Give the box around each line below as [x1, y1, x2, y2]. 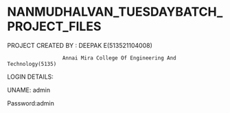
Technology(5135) [7, 60, 57, 67]
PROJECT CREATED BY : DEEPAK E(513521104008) [7, 41, 153, 49]
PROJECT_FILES [7, 18, 102, 34]
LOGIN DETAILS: [7, 73, 54, 81]
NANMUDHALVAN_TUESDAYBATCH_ [7, 4, 223, 20]
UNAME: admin [7, 86, 51, 94]
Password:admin [7, 99, 55, 107]
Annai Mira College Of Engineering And [62, 54, 176, 62]
